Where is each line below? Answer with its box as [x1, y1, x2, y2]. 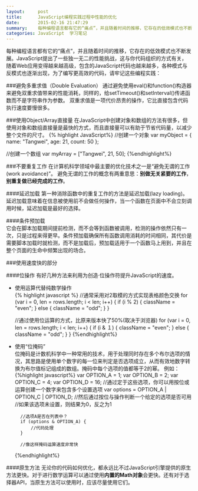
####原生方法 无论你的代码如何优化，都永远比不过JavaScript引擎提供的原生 [6, 464, 192, 472]
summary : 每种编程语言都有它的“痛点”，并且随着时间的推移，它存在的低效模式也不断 [6, 25, 193, 31]
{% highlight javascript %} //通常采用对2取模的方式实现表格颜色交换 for [14, 292, 188, 299]
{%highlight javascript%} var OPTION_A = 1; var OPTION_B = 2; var [14, 372, 179, 379]
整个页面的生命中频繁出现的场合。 [6, 247, 89, 254]
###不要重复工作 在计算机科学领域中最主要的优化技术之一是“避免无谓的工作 [6, 163, 190, 170]
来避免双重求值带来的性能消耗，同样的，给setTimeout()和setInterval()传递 [6, 90, 186, 97]
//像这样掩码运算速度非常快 [20, 441, 78, 448]
